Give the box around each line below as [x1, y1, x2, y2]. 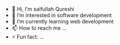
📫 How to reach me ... [11, 25, 67, 32]
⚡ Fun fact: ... [11, 33, 44, 40]
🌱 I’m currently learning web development [11, 18, 114, 25]
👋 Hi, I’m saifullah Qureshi [11, 6, 75, 12]
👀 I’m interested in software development [11, 12, 112, 19]
